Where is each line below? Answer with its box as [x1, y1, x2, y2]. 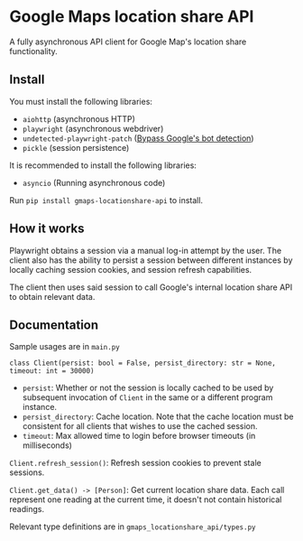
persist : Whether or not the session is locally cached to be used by [22, 382, 274, 394]
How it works [9, 221, 85, 237]
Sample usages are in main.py [9, 341, 120, 352]
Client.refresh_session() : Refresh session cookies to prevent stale [9, 458, 262, 469]
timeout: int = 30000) [9, 367, 95, 376]
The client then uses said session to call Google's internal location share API [9, 282, 293, 293]
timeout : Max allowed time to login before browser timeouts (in [22, 431, 256, 442]
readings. [9, 504, 45, 515]
